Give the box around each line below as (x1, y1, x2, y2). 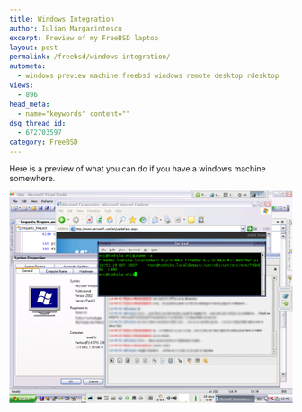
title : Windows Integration (9, 14, 115, 23)
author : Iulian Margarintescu (9, 23, 123, 33)
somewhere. (9, 173, 56, 183)
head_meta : (9, 100, 50, 109)
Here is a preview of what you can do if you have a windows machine (9, 163, 267, 174)
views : (9, 81, 34, 90)
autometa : (9, 62, 47, 71)
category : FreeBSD (9, 137, 78, 147)
